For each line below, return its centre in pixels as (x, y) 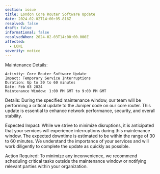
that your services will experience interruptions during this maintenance (78, 130)
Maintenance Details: (27, 65)
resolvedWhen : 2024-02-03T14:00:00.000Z (47, 37)
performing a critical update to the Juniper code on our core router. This (78, 105)
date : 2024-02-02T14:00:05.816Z (38, 19)
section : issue (21, 10)
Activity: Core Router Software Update (46, 74)
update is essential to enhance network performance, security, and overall (80, 111)
